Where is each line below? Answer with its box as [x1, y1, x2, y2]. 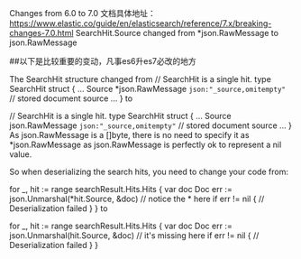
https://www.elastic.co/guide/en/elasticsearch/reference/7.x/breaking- [9, 18, 272, 29]
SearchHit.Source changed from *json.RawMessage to [75, 28, 279, 38]
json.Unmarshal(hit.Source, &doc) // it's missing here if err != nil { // [9, 230, 260, 241]
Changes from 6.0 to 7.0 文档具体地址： [9, 8, 156, 18]
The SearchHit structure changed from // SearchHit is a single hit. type [9, 74, 272, 84]
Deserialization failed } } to [9, 203, 108, 214]
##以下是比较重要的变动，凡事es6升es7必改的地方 [9, 56, 196, 66]
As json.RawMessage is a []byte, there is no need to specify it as [9, 130, 250, 140]
